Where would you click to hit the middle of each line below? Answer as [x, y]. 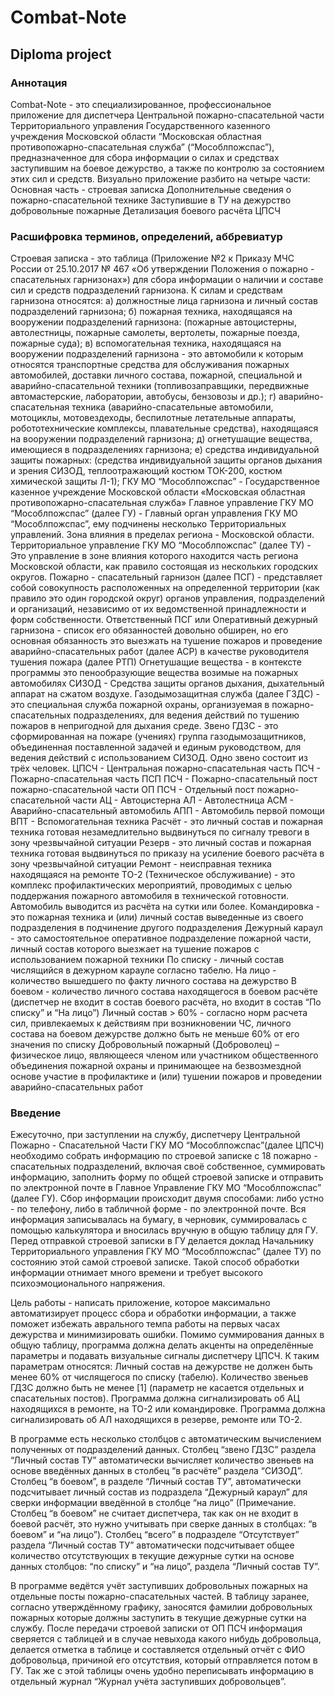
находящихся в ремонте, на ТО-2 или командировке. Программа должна [168, 1409]
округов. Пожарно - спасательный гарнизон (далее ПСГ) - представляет [166, 577]
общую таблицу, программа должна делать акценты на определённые [162, 1345]
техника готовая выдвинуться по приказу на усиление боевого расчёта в [167, 853]
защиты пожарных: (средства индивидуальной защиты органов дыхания [166, 460]
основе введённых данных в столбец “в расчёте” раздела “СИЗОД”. [156, 1471]
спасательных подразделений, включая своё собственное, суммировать [168, 1167]
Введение [36, 1113]
